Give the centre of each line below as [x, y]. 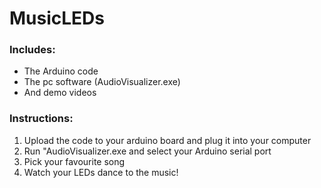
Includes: [32, 50]
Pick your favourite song [74, 161]
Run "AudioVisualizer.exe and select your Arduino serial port [147, 151]
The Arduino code [61, 71]
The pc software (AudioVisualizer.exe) [102, 82]
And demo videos [60, 93]
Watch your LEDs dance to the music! [101, 172]
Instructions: [41, 119]
